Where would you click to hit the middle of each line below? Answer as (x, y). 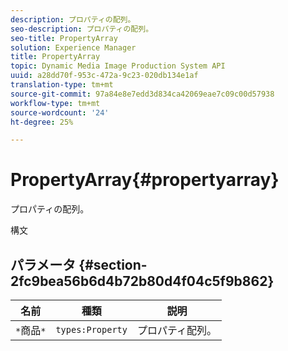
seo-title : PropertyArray (64, 38)
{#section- (113, 264)
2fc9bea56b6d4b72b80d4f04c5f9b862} (142, 281)
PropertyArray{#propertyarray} (145, 180)
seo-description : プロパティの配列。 (82, 29)
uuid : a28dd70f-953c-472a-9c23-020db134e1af (104, 76)
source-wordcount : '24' (60, 112)
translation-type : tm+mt (62, 85)
